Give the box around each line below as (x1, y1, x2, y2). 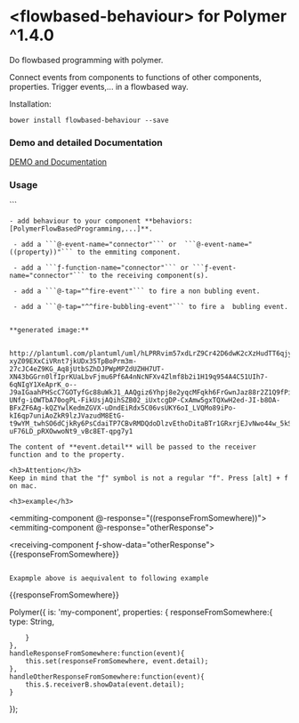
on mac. (9, 481, 38, 491)
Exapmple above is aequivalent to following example (9, 573, 209, 582)
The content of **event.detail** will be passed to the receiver (9, 443, 256, 451)
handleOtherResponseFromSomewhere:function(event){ (9, 672, 205, 681)
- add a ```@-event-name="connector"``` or (12, 240, 177, 248)
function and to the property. (9, 450, 125, 459)
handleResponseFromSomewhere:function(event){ (9, 648, 185, 658)
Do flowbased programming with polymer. (9, 54, 164, 65)
